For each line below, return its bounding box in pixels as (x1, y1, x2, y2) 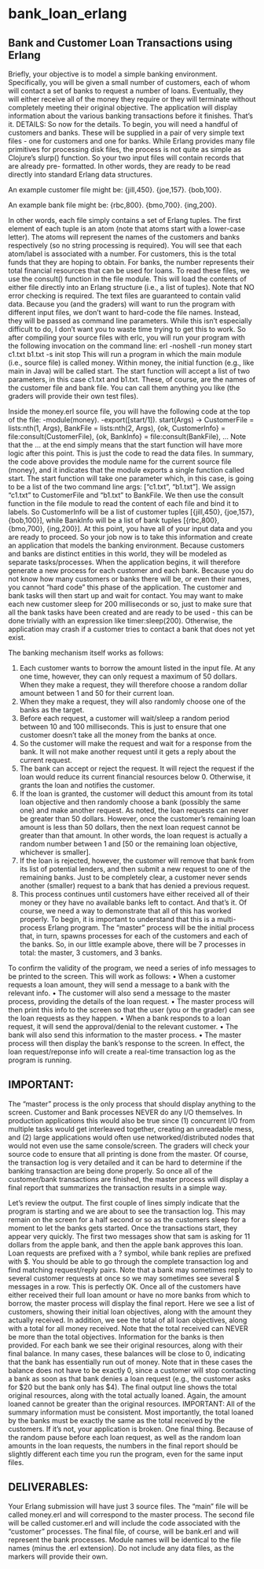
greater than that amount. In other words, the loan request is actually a (19, 831, 248, 840)
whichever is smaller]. (19, 848, 91, 857)
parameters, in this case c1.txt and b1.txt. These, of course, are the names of (8, 375, 256, 384)
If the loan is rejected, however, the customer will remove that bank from (19, 856, 255, 865)
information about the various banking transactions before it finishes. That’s (8, 111, 254, 121)
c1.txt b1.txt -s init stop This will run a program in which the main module (8, 350, 242, 359)
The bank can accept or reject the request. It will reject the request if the (19, 764, 255, 773)
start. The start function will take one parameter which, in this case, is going (8, 474, 254, 483)
